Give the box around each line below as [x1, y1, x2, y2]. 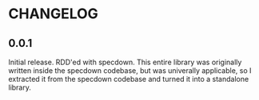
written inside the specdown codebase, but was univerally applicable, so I [8, 66, 252, 75]
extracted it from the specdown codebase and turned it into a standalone [8, 75, 249, 83]
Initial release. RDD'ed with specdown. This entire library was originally [8, 57, 242, 67]
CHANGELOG [8, 5, 98, 23]
